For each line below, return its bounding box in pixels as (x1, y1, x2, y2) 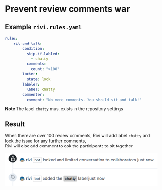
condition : (22, 46, 44, 51)
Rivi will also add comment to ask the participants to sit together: (5, 143, 134, 149)
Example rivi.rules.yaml (5, 23, 82, 31)
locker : (22, 72, 38, 77)
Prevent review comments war (5, 3, 130, 15)
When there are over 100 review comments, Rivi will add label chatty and (5, 133, 150, 139)
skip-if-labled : (26, 51, 59, 56)
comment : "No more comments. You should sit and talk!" (26, 97, 142, 102)
